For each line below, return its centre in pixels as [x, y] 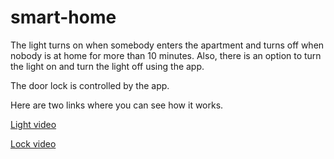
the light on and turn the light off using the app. [107, 66]
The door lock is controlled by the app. [90, 85]
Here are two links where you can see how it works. [117, 105]
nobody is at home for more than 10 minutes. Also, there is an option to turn [166, 55]
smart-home [63, 17]
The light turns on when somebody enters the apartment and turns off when [167, 45]
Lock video [33, 143]
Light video [33, 124]
